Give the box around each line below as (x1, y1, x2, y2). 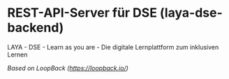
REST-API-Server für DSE (7, 5, 157, 21)
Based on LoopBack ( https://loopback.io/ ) (7, 64, 129, 72)
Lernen (7, 50, 28, 59)
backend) (7, 20, 64, 36)
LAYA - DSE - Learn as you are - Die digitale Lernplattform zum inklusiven (7, 43, 219, 51)
